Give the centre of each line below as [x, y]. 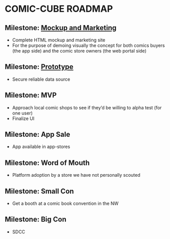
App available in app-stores [41, 147]
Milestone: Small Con [40, 191]
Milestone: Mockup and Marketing [61, 28]
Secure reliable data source [41, 79]
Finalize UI [23, 118]
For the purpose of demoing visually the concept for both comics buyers [89, 45]
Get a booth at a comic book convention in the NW [65, 204]
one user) [22, 113]
